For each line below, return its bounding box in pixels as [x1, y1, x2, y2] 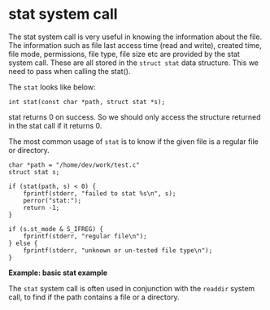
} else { [8, 239, 38, 247]
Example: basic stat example [8, 268, 108, 277]
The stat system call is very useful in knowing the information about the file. [8, 32, 263, 41]
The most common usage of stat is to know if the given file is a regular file [8, 136, 259, 146]
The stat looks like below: [8, 82, 96, 92]
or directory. [8, 145, 50, 155]
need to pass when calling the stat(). [8, 66, 131, 76]
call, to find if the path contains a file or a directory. [8, 292, 180, 302]
